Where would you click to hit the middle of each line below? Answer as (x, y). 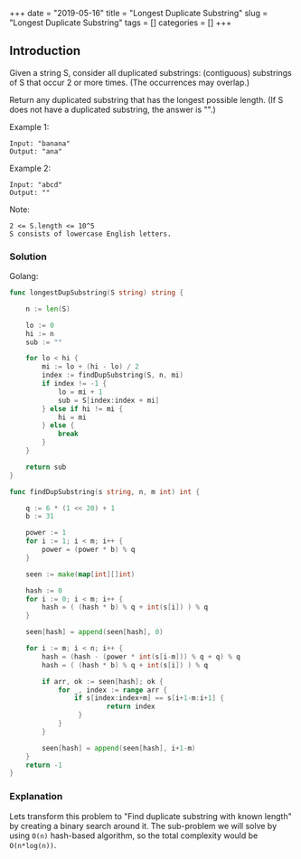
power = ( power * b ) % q (89, 550)
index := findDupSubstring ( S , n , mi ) (113, 375)
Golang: (24, 276)
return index (131, 707)
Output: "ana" (36, 151)
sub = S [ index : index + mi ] (108, 400)
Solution (28, 257)
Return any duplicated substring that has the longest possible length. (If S (146, 99)
